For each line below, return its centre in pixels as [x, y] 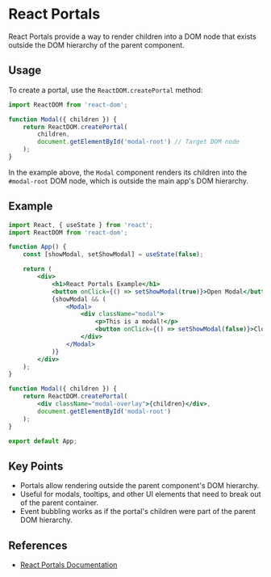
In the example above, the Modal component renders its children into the [128, 172]
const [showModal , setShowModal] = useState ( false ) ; [113, 255]
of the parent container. [59, 503]
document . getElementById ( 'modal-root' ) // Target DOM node [139, 142]
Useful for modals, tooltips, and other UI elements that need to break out [140, 495]
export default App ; [43, 441]
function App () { [38, 247]
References [38, 545]
